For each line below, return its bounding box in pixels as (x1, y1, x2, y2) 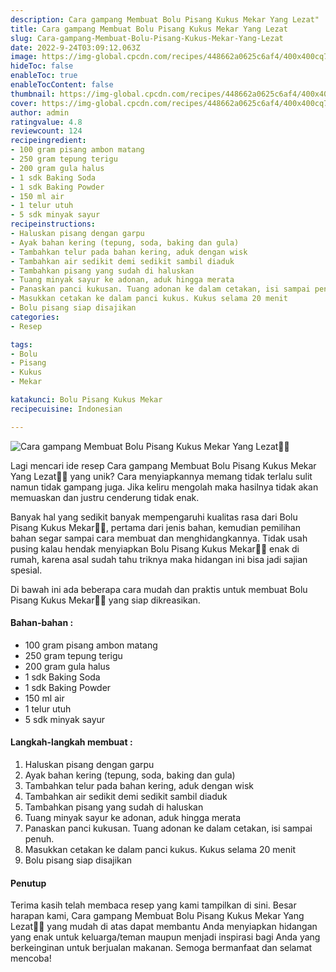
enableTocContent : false (10, 80, 114, 90)
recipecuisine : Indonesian (10, 404, 123, 414)
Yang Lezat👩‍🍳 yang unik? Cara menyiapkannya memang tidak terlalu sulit (10, 470, 313, 482)
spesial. (10, 564, 43, 576)
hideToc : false (10, 61, 74, 71)
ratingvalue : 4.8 (10, 117, 83, 127)
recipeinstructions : (10, 219, 97, 230)
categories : (10, 312, 60, 322)
